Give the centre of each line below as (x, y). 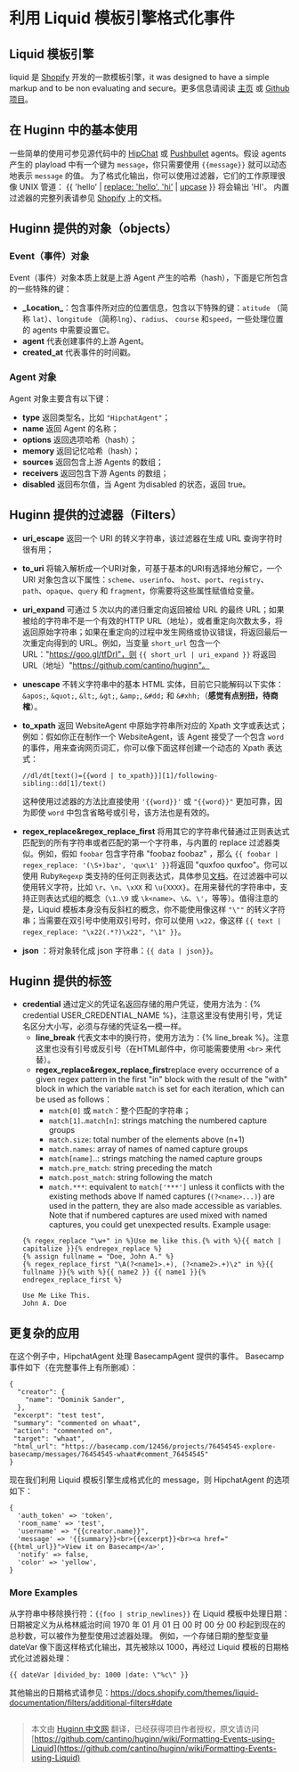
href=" (216, 1539)
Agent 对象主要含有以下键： (61, 398)
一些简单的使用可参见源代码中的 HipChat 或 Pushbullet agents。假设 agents (148, 153)
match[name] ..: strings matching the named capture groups (156, 1159)
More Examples (44, 1593)
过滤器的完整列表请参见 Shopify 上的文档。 (88, 198)
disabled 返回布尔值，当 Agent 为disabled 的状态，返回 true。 (136, 484)
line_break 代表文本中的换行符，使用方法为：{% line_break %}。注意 (162, 1038)
